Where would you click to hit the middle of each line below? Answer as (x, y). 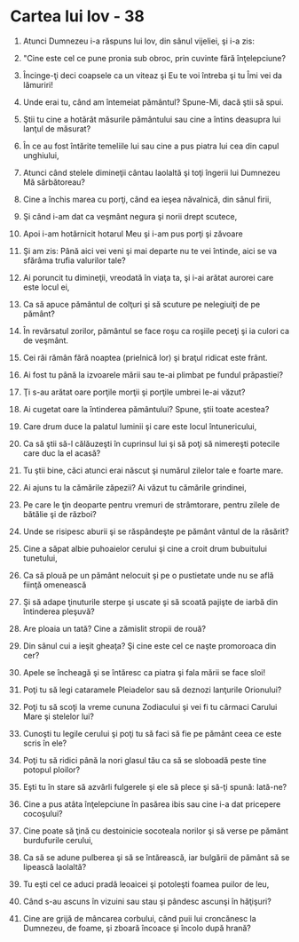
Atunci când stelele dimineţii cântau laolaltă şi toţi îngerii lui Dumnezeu (151, 172)
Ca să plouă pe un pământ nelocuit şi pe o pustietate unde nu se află (148, 575)
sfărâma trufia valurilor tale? (75, 260)
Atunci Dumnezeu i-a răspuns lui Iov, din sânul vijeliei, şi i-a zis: (139, 41)
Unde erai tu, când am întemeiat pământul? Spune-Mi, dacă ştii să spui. (153, 102)
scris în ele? (45, 743)
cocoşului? (43, 813)
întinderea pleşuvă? (59, 611)
